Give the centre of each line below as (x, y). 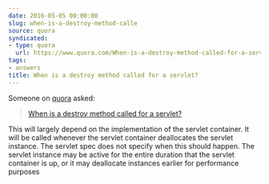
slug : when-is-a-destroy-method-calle (73, 23)
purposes (24, 171)
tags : (17, 61)
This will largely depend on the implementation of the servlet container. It (129, 129)
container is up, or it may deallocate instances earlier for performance (124, 163)
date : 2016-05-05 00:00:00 (53, 16)
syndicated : (28, 38)
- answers (25, 68)
